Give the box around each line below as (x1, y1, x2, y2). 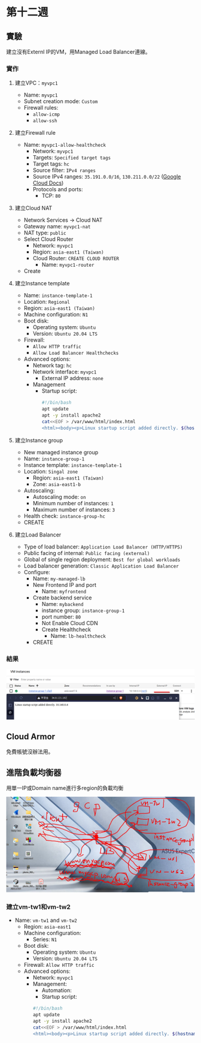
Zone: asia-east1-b (32, 480, 81, 487)
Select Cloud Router (23, 236, 74, 243)
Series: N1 (32, 936, 57, 943)
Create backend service (32, 594, 92, 601)
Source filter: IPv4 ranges (32, 167, 96, 174)
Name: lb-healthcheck (50, 632, 106, 639)
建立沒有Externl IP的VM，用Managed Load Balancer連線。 (6, 49, 151, 55)
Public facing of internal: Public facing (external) (23, 549, 150, 556)
